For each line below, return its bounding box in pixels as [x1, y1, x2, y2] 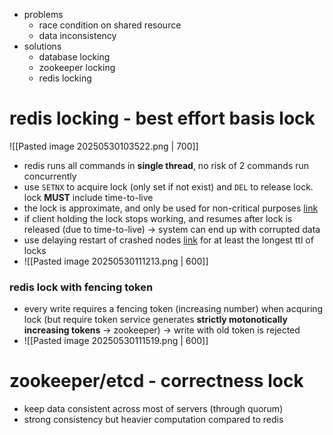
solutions [23, 40, 62, 52]
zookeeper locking [38, 62, 116, 73]
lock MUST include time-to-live [23, 191, 154, 203]
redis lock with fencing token [9, 280, 154, 294]
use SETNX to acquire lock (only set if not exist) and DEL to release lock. [23, 180, 314, 193]
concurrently [23, 170, 77, 182]
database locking [38, 51, 111, 63]
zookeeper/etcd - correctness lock [9, 370, 304, 393]
